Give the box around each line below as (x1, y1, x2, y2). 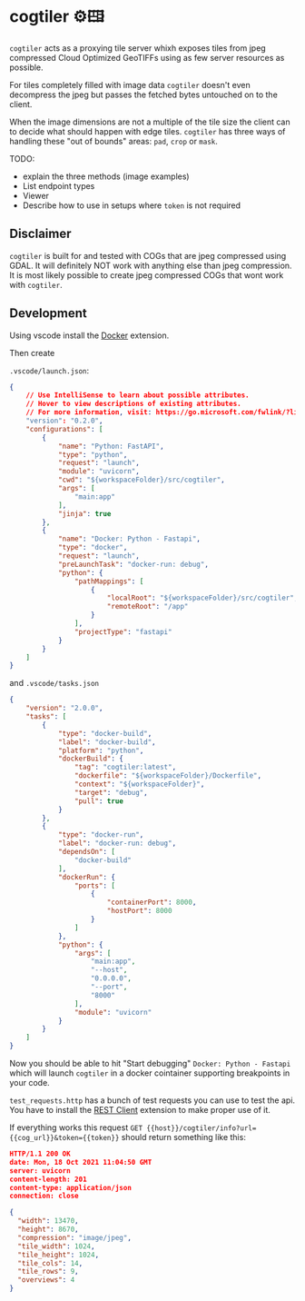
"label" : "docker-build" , (57, 737, 156, 747)
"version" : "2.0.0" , (25, 704, 103, 713)
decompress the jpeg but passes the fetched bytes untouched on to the (9, 89, 279, 100)
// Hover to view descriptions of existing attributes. (25, 400, 242, 409)
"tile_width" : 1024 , (17, 1241, 95, 1251)
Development (9, 305, 88, 322)
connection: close (9, 1191, 79, 1201)
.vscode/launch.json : (9, 364, 90, 376)
